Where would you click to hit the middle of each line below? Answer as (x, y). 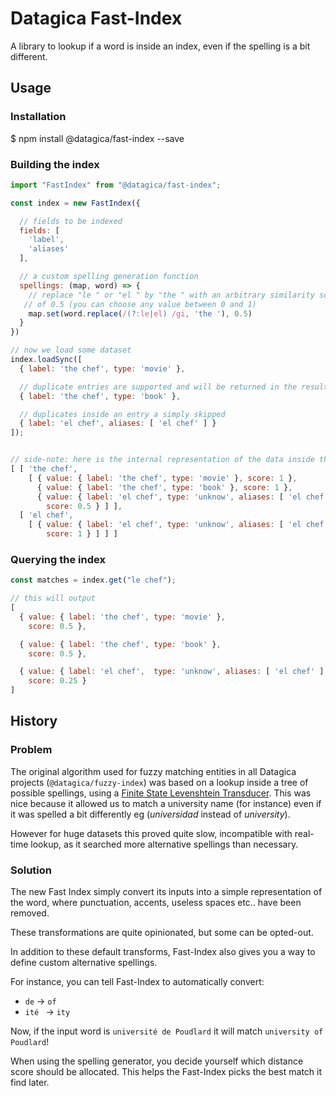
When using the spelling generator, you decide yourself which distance (157, 1061)
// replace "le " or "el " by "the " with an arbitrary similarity (171, 295)
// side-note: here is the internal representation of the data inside (162, 460)
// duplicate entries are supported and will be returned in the (158, 387)
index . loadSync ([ (46, 360)
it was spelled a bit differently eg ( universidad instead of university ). (150, 814)
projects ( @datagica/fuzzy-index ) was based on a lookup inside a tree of (159, 782)
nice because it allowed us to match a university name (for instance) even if (166, 803)
